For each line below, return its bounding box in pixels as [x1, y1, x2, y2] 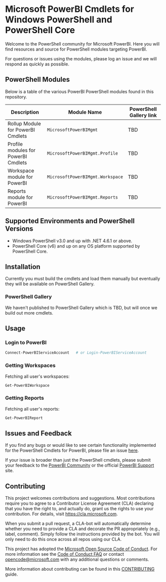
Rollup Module [7, 120, 41, 127]
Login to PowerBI [5, 339, 47, 346]
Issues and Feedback [5, 429, 72, 437]
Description [10, 108, 40, 115]
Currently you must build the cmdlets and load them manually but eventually [5, 276, 161, 282]
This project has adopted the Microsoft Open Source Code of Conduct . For [5, 546, 158, 552]
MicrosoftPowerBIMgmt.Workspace [46, 174, 124, 179]
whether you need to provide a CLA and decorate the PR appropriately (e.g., [5, 526, 161, 532]
